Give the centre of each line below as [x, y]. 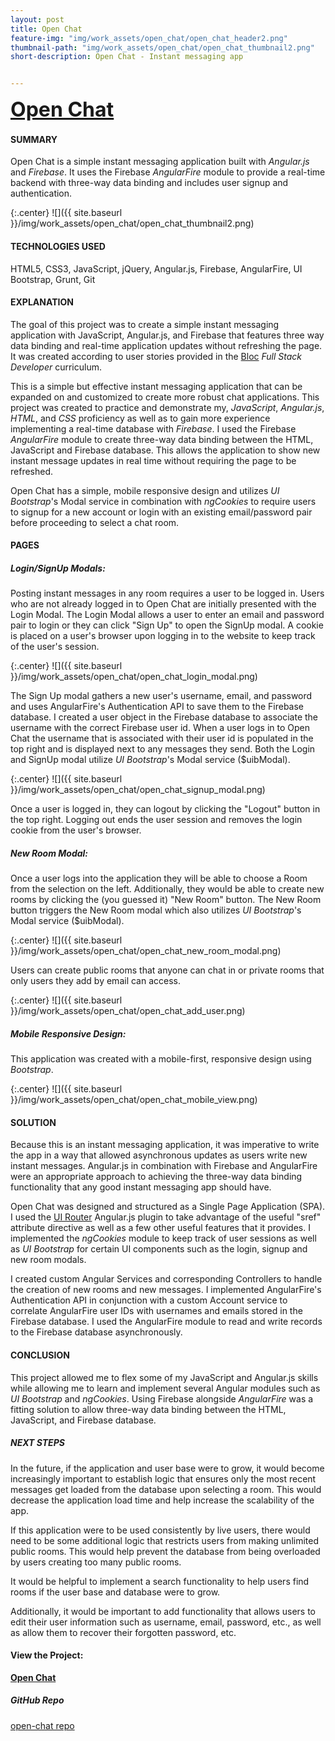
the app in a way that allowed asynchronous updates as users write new [159, 1155]
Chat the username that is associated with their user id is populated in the [162, 738]
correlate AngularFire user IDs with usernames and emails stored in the [156, 1311]
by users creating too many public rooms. [96, 1562]
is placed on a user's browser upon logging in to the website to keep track [163, 636]
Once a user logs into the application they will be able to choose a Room [159, 878]
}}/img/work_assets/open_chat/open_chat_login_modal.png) [134, 677]
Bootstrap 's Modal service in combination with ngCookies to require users [163, 501]
